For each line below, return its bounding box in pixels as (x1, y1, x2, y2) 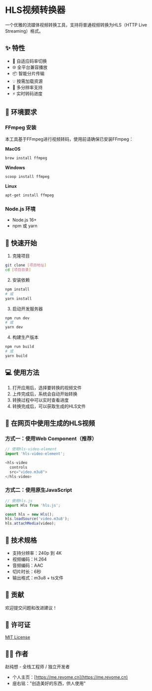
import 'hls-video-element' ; (5, 451, 65, 456)
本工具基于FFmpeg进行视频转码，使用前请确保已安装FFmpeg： (5, 136, 134, 142)
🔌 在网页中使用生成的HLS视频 (5, 419, 95, 427)
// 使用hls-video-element (5, 447, 57, 452)
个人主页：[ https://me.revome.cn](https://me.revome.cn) (12, 674, 128, 680)
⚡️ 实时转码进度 (12, 90, 43, 97)
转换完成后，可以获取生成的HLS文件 (12, 403, 86, 409)
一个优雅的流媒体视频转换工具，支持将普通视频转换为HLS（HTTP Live (5, 22, 147, 28)
